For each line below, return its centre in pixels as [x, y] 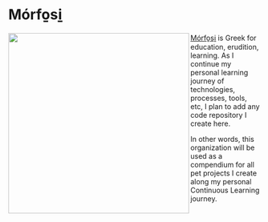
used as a [207, 155]
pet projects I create [224, 173]
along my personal [221, 181]
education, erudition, [225, 46]
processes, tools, [219, 98]
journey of [207, 81]
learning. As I [212, 55]
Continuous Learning [225, 190]
